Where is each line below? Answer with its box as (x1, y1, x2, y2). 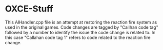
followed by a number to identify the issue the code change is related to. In (5, 29, 156, 35)
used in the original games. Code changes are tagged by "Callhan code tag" (5, 24, 159, 30)
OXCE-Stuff (5, 3, 54, 14)
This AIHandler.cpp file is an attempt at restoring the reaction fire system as (5, 19, 157, 25)
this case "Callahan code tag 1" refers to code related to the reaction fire (5, 35, 151, 40)
